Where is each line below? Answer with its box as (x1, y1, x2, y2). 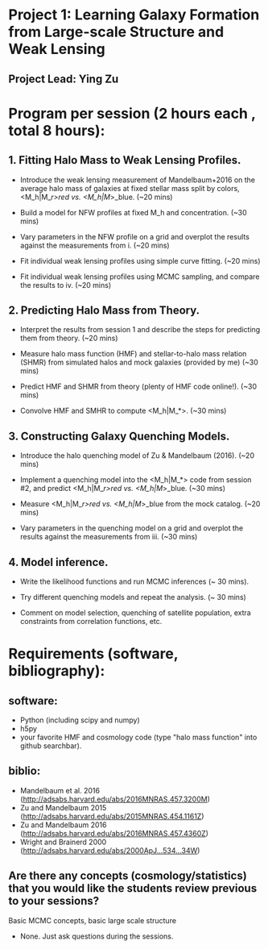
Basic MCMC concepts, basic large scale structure (8, 915, 177, 925)
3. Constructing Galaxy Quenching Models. (8, 429, 230, 443)
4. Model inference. (8, 555, 109, 569)
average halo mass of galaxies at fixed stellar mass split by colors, (19, 183, 240, 193)
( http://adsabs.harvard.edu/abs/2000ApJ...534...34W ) (19, 845, 200, 855)
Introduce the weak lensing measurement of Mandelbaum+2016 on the (19, 175, 256, 185)
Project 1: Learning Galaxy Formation (8, 6, 260, 24)
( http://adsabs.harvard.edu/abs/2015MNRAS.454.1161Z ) (19, 811, 204, 821)
